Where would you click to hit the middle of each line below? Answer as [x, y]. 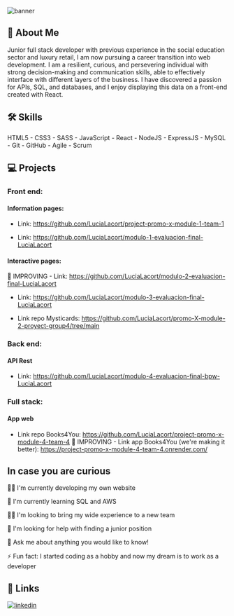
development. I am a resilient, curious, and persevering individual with [108, 64]
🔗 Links [23, 588]
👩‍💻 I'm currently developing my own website [72, 488]
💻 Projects [31, 168]
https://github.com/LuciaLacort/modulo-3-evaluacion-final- [119, 297]
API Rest [20, 360]
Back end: [25, 344]
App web [21, 418]
